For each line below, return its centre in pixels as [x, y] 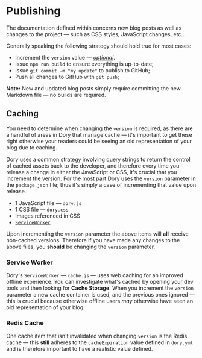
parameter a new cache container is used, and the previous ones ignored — [100, 295]
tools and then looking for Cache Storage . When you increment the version [100, 288]
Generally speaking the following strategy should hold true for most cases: [99, 46]
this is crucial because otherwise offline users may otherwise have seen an [100, 301]
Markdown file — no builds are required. [56, 95]
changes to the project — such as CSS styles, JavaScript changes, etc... [96, 34]
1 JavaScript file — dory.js [48, 203]
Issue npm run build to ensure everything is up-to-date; [84, 64]
